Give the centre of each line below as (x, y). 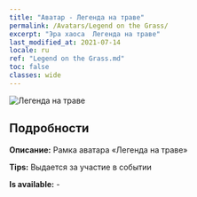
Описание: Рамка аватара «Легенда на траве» (98, 150)
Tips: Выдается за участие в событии (81, 167)
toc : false (29, 67)
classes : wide (35, 75)
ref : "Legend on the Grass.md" (67, 59)
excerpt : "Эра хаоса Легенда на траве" (85, 34)
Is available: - (35, 184)
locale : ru (29, 51)
